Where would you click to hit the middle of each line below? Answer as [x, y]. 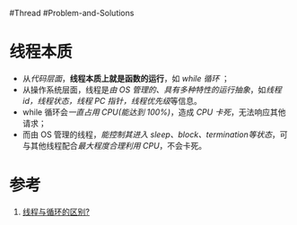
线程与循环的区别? [56, 212]
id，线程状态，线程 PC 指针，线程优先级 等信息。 [112, 100]
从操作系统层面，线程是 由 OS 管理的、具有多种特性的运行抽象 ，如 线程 [152, 90]
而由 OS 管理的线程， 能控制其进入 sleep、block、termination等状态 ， [151, 134]
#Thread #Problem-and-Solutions [72, 13]
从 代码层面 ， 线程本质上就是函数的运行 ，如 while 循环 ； [126, 78]
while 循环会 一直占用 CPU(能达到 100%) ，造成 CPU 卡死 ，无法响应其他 [154, 112]
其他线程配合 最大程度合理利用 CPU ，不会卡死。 [118, 145]
